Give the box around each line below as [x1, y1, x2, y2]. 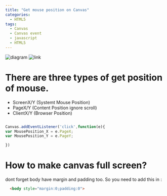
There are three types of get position [5, 72, 163, 83]
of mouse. [5, 82, 49, 94]
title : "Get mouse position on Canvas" [5, 7, 90, 13]
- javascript [10, 36, 37, 41]
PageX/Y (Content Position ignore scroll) [12, 105, 97, 111]
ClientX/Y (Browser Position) [12, 110, 72, 116]
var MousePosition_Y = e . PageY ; [5, 133, 73, 139]
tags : [5, 21, 17, 27]
